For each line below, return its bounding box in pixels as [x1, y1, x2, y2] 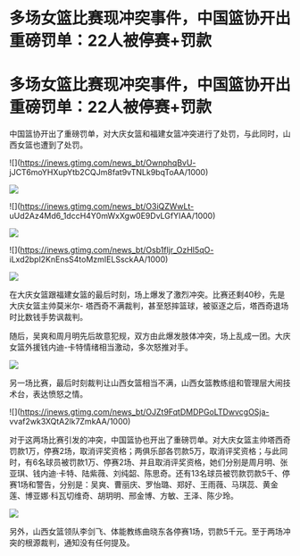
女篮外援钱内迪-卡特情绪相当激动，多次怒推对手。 [9, 341, 194, 353]
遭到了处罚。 [39, 139, 87, 150]
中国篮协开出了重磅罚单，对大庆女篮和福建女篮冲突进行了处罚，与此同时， [9, 129, 283, 139]
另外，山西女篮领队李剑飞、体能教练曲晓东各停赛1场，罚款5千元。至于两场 [9, 527, 283, 537]
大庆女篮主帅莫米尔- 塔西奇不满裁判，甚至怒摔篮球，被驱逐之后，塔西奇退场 [9, 300, 289, 311]
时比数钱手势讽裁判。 [9, 312, 87, 323]
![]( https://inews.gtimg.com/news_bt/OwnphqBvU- [9, 157, 196, 168]
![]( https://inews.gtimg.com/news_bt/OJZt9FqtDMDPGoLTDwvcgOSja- [9, 407, 270, 417]
